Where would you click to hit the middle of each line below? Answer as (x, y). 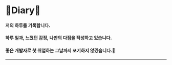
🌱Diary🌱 (23, 10)
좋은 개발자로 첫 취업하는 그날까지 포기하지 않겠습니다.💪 (60, 50)
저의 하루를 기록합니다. (28, 25)
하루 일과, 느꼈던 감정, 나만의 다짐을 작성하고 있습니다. (59, 38)
